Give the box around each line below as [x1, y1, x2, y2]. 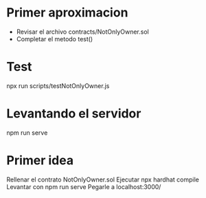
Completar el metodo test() [16, 34, 93, 43]
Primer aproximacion [6, 5, 128, 21]
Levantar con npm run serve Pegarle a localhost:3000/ [6, 182, 161, 190]
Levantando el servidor [6, 106, 141, 122]
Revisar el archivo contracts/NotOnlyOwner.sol [16, 27, 149, 36]
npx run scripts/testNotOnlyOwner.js [6, 81, 110, 90]
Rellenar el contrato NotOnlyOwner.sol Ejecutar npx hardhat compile [6, 175, 200, 184]
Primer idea [6, 153, 73, 168]
